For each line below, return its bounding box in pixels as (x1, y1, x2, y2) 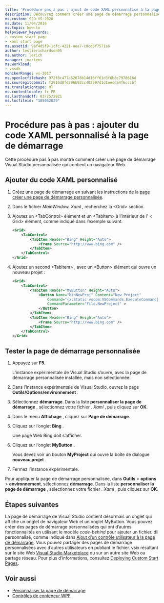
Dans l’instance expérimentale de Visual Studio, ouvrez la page (12, 384, 139, 390)
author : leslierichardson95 (5, 48, 62, 53)
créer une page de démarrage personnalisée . (12, 194, 103, 200)
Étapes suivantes (5, 501, 59, 509)
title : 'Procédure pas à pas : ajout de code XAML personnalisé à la (5, 7, 150, 12)
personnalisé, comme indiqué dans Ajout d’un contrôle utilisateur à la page (5, 534, 155, 540)
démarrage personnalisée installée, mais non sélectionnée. (12, 375, 131, 380)
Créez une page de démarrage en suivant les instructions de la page (12, 189, 150, 195)
